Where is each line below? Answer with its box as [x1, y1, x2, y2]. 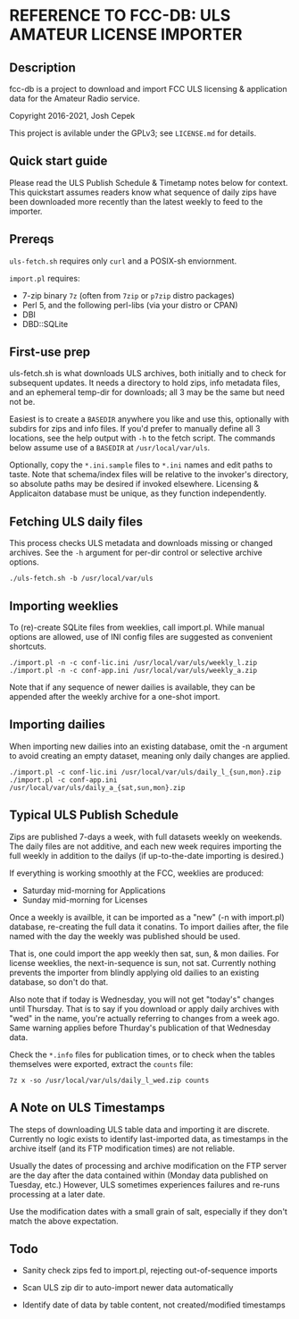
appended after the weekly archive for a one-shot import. [9, 692, 220, 702]
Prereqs [9, 231, 54, 247]
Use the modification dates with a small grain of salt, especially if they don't [9, 1206, 288, 1216]
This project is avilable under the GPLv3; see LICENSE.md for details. [9, 128, 257, 139]
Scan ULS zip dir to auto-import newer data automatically [21, 1282, 234, 1293]
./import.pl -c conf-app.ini [9, 775, 118, 785]
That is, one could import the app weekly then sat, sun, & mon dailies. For [9, 948, 279, 959]
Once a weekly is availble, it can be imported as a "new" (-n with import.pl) [9, 912, 286, 922]
